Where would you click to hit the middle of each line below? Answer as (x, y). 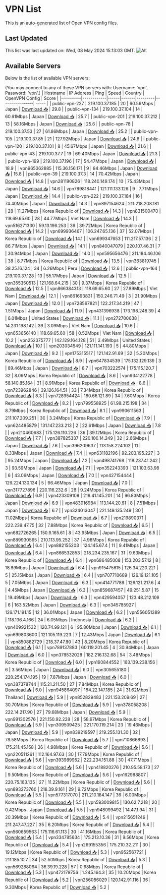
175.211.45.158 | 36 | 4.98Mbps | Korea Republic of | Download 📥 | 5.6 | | (79, 747)
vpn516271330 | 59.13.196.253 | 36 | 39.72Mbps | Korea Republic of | (75, 225)
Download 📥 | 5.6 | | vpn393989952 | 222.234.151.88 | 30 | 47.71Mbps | (79, 760)
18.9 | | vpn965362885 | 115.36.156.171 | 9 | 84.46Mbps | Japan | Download (81, 168)
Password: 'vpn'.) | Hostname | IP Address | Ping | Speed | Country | (75, 93)
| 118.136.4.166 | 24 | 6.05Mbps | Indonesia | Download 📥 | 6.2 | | (71, 620)
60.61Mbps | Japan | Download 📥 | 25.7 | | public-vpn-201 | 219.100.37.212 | (83, 116)
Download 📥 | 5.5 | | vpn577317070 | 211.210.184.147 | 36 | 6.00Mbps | (77, 795)
